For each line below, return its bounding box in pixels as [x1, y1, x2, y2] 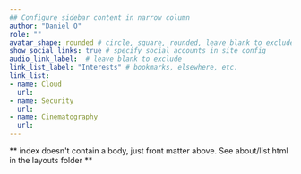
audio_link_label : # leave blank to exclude [9, 54, 182, 63]
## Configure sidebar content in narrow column [9, 12, 191, 22]
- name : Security [9, 95, 74, 105]
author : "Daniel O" [9, 21, 82, 30]
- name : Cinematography [9, 112, 99, 121]
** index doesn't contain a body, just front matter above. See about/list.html [9, 145, 288, 156]
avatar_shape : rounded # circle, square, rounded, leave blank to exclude [9, 37, 295, 47]
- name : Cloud [9, 79, 63, 88]
